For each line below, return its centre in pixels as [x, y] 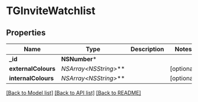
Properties [26, 33]
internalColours [32, 78]
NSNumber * [79, 59]
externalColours [32, 69]
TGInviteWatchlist [51, 11]
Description [147, 49]
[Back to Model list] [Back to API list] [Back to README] [74, 93]
